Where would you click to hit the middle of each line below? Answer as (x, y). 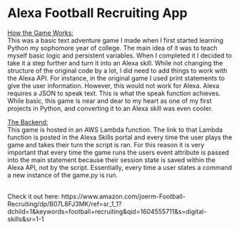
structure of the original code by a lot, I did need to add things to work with (117, 70)
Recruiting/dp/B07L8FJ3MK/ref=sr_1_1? (65, 203)
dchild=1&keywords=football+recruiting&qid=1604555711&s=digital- (107, 211)
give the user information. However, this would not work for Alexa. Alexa (113, 85)
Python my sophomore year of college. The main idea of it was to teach (112, 48)
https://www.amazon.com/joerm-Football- (123, 196)
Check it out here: (34, 196)
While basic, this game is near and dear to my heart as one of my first (110, 100)
